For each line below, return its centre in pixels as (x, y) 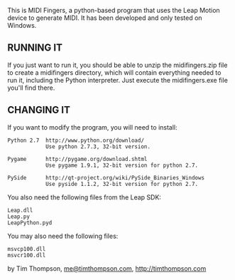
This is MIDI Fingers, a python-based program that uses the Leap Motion (114, 10)
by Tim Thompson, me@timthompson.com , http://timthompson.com (107, 268)
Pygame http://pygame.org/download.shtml (77, 159)
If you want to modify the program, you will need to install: (92, 127)
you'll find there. (31, 88)
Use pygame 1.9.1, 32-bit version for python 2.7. (122, 165)
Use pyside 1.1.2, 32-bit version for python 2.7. (122, 184)
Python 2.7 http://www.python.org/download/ (76, 140)
